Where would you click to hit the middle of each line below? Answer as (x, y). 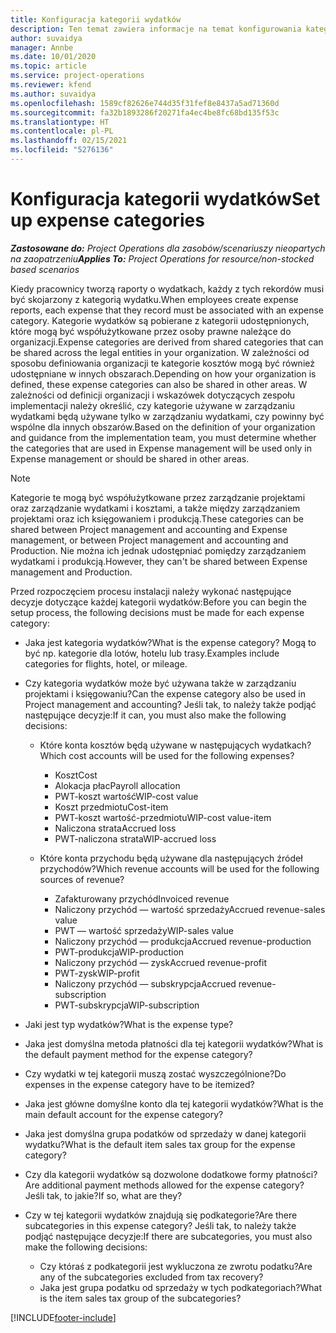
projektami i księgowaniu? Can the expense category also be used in (165, 693)
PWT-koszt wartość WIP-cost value (126, 796)
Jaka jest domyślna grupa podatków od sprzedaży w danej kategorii (165, 1133)
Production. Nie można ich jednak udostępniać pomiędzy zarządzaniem (158, 550)
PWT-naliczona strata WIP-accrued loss (135, 838)
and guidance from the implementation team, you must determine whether (163, 437)
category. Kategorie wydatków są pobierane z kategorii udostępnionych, (160, 320)
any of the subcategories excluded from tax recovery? (151, 1277)
